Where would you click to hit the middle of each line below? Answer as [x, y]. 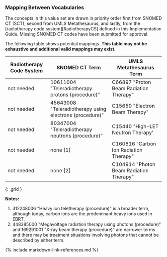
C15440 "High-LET [135, 127]
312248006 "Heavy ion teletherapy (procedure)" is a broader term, [81, 209]
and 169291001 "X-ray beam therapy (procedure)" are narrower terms [84, 230]
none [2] [61, 171]
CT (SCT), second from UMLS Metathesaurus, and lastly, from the [73, 23]
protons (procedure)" [75, 95]
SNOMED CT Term [79, 68]
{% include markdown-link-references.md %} [52, 250]
